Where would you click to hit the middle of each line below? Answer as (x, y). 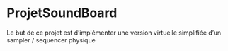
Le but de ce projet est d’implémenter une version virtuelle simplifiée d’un (114, 33)
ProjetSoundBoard (62, 13)
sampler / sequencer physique (51, 40)
